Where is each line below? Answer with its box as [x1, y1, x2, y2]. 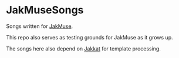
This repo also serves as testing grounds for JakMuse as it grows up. [6, 34, 173, 41]
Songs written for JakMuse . [6, 23, 73, 30]
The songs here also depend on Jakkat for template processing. [6, 45, 161, 52]
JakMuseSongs [6, 3, 84, 17]
